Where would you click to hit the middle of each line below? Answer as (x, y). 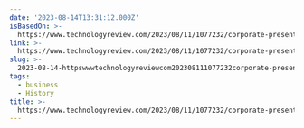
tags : (19, 77)
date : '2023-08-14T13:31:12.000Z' (75, 18)
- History (36, 93)
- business (38, 85)
